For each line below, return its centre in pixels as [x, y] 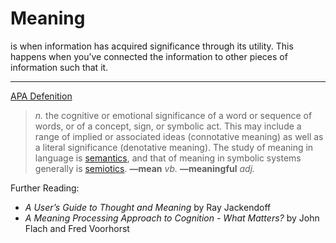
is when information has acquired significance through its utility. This [152, 46]
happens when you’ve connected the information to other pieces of [149, 56]
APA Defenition [41, 96]
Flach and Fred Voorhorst [77, 228]
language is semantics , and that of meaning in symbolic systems [168, 158]
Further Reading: [45, 188]
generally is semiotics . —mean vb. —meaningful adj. [145, 168]
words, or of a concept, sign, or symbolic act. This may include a [168, 126]
